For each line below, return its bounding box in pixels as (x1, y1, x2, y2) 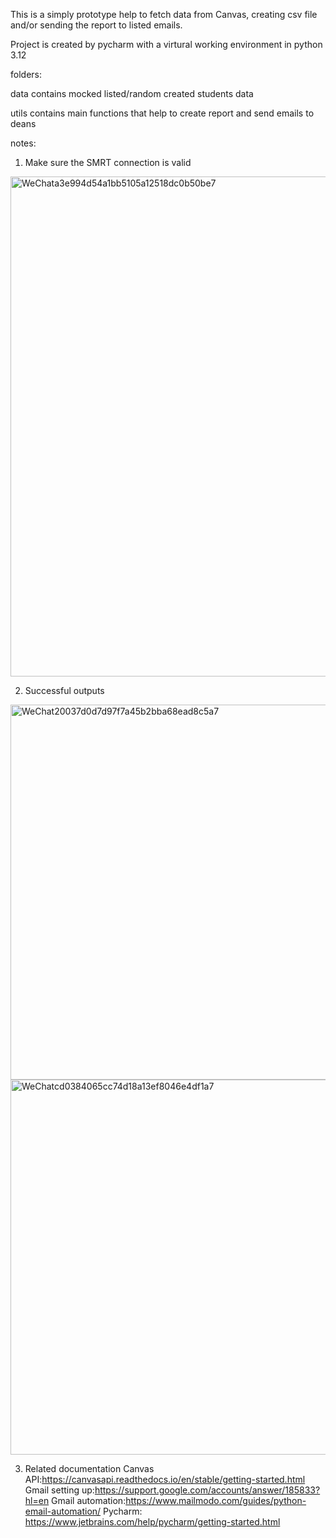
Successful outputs (24, 685, 105, 696)
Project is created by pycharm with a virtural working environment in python (10, 39, 323, 50)
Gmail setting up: (24, 1484, 95, 1496)
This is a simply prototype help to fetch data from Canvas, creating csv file (10, 9, 318, 20)
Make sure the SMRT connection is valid (24, 157, 192, 168)
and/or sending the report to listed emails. (10, 19, 183, 31)
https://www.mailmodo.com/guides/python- (125, 1495, 307, 1506)
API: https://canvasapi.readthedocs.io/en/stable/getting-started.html (24, 1474, 306, 1485)
